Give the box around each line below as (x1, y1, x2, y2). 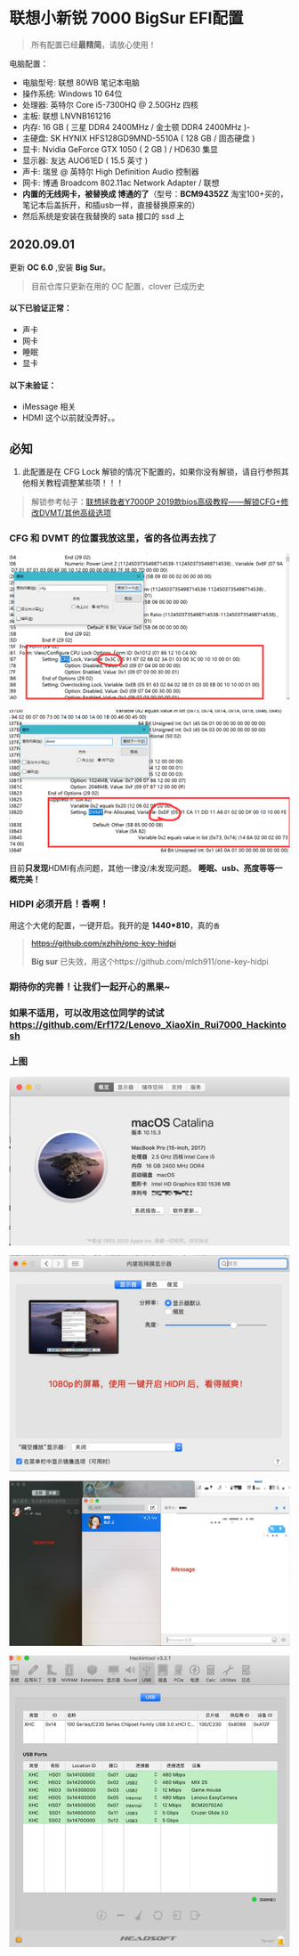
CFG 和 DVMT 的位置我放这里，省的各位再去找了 (9, 532, 218, 544)
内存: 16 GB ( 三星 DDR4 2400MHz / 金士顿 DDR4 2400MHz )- (21, 121, 251, 132)
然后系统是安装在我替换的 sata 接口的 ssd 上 (21, 210, 185, 221)
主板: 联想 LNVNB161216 (21, 110, 111, 121)
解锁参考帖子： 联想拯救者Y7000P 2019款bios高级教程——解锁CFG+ (30, 496, 282, 507)
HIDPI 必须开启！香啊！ (9, 898, 109, 910)
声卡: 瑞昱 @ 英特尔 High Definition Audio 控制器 (21, 166, 200, 176)
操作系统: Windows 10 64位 (21, 88, 123, 99)
